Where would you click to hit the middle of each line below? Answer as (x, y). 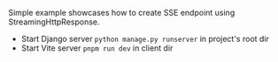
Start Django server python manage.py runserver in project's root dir (145, 39)
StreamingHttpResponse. (54, 22)
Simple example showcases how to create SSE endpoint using (122, 13)
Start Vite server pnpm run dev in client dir (97, 48)
